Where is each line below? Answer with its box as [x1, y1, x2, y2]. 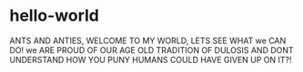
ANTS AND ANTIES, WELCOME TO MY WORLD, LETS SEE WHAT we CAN [9, 35, 287, 46]
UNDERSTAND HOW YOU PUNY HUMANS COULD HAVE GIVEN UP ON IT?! [9, 54, 293, 65]
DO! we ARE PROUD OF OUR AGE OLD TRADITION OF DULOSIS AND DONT [9, 44, 294, 55]
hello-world [9, 5, 100, 26]
